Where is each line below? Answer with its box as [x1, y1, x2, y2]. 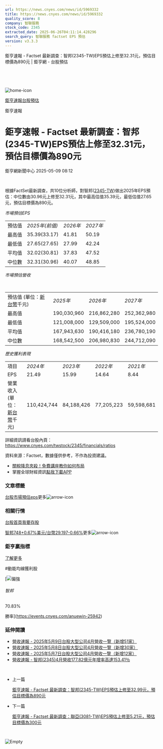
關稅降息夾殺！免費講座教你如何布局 [12, 463, 85, 469]
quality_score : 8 [5, 16, 40, 21]
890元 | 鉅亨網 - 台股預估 [17, 59, 68, 65]
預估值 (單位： [7, 294, 40, 300]
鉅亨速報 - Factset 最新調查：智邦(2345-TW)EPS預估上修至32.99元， [12, 687, 151, 693]
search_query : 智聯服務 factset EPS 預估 [5, 35, 86, 39]
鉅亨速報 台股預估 [5, 97, 39, 103]
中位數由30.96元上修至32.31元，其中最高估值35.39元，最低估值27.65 [13, 193, 152, 199]
